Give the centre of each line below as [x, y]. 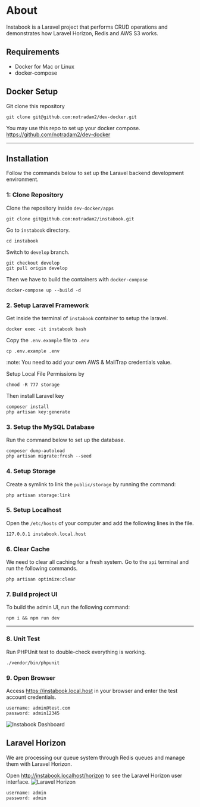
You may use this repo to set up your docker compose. [74, 128]
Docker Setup [32, 92]
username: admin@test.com [38, 708]
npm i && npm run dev [33, 618]
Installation [27, 159]
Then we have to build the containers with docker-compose [77, 279]
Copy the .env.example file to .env [48, 340]
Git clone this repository [36, 106]
